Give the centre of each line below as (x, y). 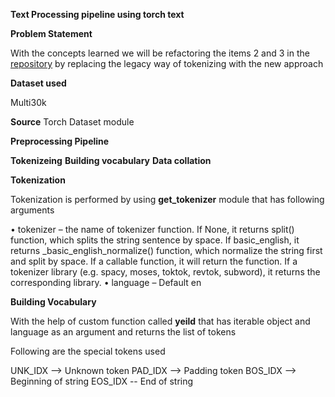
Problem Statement (51, 33)
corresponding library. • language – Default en (106, 282)
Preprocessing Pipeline (60, 141)
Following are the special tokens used (88, 351)
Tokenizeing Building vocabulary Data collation (111, 160)
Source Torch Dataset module (72, 122)
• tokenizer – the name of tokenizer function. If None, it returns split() (152, 229)
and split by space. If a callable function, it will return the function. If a (154, 261)
